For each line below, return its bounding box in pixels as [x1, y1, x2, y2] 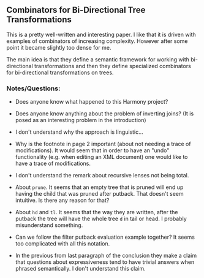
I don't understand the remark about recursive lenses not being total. [15, 172, 189, 179]
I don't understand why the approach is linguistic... [15, 128, 144, 136]
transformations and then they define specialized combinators [34, 62, 191, 69]
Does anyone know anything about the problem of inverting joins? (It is [15, 110, 194, 117]
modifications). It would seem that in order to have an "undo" [15, 147, 170, 154]
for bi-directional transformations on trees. [6, 69, 114, 76]
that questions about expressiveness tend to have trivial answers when [15, 258, 195, 266]
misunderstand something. [15, 222, 83, 229]
